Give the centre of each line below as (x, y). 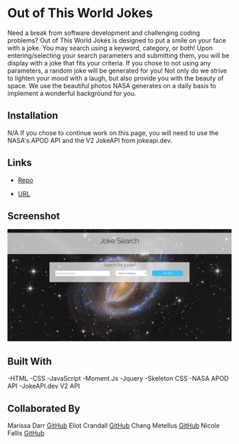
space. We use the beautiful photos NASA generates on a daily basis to (112, 85)
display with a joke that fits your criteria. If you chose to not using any (109, 63)
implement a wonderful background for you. (72, 93)
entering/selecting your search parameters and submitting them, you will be (118, 55)
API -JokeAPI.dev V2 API (44, 386)
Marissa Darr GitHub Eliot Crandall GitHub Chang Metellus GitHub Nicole (114, 425)
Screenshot (34, 216)
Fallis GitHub (26, 433)
